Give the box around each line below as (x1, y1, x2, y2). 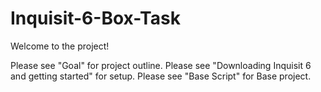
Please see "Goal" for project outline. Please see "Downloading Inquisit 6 (10, 59, 312, 71)
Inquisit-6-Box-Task (10, 7, 181, 30)
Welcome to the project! (10, 40, 110, 52)
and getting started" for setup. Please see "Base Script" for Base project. (10, 70, 312, 82)
